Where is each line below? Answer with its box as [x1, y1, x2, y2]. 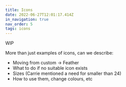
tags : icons [5, 26, 30, 31]
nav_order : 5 [5, 21, 33, 27]
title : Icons [5, 7, 33, 13]
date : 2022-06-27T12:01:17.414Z [5, 12, 74, 17]
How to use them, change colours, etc [12, 76, 93, 82]
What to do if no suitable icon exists [12, 65, 88, 71]
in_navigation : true [5, 17, 49, 22]
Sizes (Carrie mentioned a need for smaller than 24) [12, 70, 122, 76]
